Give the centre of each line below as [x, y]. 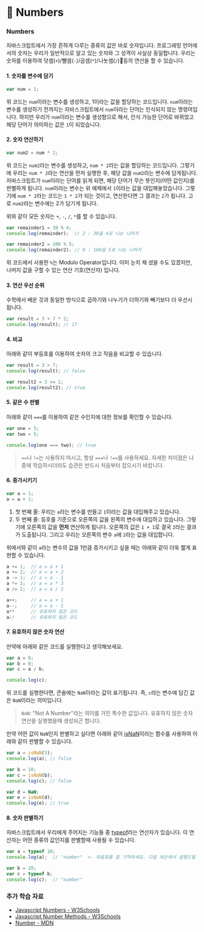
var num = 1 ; [23, 89]
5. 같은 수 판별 [23, 402]
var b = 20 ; [21, 868]
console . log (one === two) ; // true [51, 445]
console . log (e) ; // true [38, 803]
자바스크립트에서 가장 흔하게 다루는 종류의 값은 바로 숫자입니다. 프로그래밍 [94, 46]
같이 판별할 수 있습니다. [45, 741]
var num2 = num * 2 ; [32, 153]
